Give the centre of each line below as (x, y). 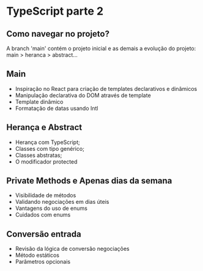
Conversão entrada (44, 234)
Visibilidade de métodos (46, 195)
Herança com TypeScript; (48, 142)
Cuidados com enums (43, 215)
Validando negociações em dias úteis (62, 202)
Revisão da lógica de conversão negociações (72, 249)
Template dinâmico (39, 101)
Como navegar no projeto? (58, 34)
